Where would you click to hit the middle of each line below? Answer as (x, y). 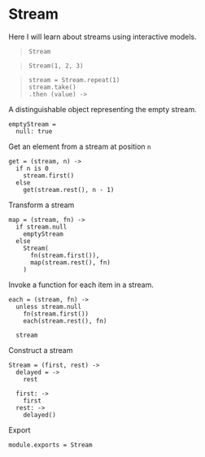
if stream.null (41, 227)
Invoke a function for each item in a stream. (81, 285)
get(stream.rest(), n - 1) (69, 189)
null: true (34, 131)
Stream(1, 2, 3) (56, 66)
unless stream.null (49, 307)
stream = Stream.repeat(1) (74, 80)
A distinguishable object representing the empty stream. (102, 109)
